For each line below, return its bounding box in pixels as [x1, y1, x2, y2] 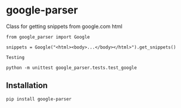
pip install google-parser [6, 96, 72, 102]
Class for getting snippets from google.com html [6, 23, 123, 30]
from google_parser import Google [6, 34, 90, 40]
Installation [6, 81, 48, 90]
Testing [6, 54, 25, 60]
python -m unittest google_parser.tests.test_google [6, 65, 137, 71]
